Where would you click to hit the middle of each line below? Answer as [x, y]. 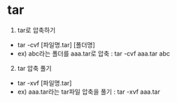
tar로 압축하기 [36, 30]
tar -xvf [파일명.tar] [44, 83]
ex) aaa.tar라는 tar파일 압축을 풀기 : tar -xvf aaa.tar [89, 92]
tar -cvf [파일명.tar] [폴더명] [56, 44]
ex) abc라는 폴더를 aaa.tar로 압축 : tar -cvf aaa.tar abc [93, 53]
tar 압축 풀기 [34, 68]
